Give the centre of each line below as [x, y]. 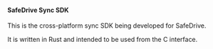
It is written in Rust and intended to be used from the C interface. [103, 40]
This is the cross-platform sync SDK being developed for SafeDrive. [107, 26]
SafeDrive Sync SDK [38, 10]
